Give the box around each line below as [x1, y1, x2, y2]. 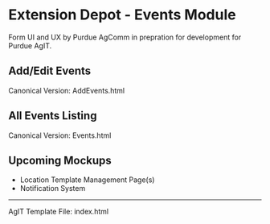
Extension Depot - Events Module [8, 6, 236, 24]
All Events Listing [8, 109, 97, 122]
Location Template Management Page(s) [19, 175, 155, 185]
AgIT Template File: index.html [8, 207, 109, 217]
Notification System [19, 184, 86, 193]
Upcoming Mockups [8, 153, 112, 167]
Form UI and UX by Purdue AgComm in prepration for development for [8, 32, 242, 42]
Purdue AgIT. [8, 40, 52, 50]
